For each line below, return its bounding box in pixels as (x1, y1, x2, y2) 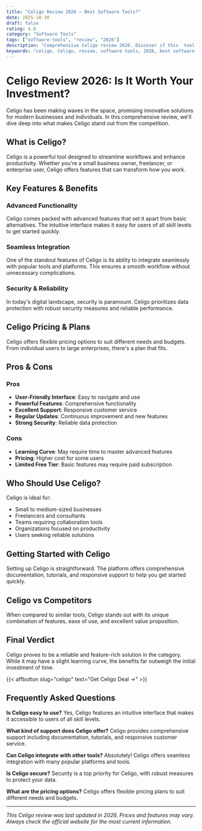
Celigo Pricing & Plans (6, 322, 91, 332)
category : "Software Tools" (6, 31, 77, 37)
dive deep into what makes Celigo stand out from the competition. (6, 119, 170, 127)
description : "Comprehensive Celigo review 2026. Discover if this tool (6, 43, 195, 49)
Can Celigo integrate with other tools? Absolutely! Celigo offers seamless (6, 751, 191, 759)
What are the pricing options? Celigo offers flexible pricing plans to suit (6, 788, 185, 795)
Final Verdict (6, 635, 55, 645)
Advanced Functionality (6, 201, 78, 210)
